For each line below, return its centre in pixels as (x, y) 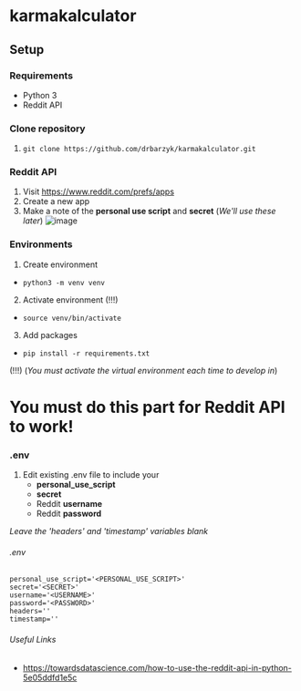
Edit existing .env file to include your (91, 475)
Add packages (50, 335)
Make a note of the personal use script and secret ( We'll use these (149, 211)
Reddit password (69, 514)
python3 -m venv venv (63, 283)
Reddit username (69, 504)
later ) (33, 221)
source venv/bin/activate (72, 318)
